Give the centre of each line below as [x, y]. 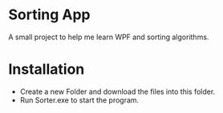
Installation [47, 69]
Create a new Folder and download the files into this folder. [118, 91]
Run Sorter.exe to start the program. [79, 100]
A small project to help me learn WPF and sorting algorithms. [109, 37]
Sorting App [49, 15]
